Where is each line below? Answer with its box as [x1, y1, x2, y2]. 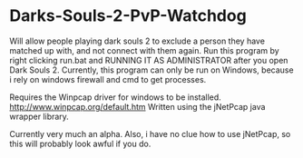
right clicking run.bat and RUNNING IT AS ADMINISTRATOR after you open [9, 54, 288, 65]
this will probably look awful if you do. [9, 138, 151, 149]
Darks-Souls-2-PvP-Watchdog [9, 5, 247, 26]
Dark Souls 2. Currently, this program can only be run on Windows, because [9, 64, 294, 75]
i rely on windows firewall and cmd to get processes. [9, 74, 207, 84]
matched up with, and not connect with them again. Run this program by [9, 44, 279, 55]
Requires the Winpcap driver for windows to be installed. [9, 92, 222, 103]
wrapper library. [9, 111, 70, 122]
